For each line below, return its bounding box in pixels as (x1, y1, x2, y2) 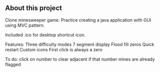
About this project (5, 4, 62, 12)
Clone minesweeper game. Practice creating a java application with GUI (5, 17, 152, 23)
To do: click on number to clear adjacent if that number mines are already (5, 56, 155, 62)
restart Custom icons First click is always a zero (5, 46, 103, 52)
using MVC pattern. (5, 22, 45, 28)
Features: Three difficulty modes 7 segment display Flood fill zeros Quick (5, 41, 155, 47)
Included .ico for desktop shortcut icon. (5, 32, 86, 37)
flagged (5, 61, 21, 67)
